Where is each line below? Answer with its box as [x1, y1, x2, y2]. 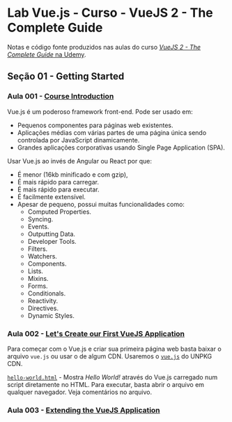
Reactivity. [27, 296, 58, 305]
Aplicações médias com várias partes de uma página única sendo [17, 128, 207, 137]
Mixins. [27, 274, 49, 282]
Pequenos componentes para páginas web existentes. [17, 121, 173, 129]
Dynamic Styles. [27, 311, 75, 319]
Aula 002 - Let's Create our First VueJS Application [7, 328, 185, 338]
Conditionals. [27, 289, 66, 298]
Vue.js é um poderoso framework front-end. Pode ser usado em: [7, 107, 193, 116]
